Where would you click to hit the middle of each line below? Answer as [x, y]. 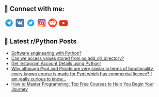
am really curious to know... [39, 79]
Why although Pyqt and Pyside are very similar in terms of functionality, [82, 68]
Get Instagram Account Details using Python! [56, 63]
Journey [19, 89]
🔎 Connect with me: [34, 9]
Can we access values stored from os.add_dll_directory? [67, 58]
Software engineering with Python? [46, 53]
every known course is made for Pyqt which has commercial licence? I [81, 74]
